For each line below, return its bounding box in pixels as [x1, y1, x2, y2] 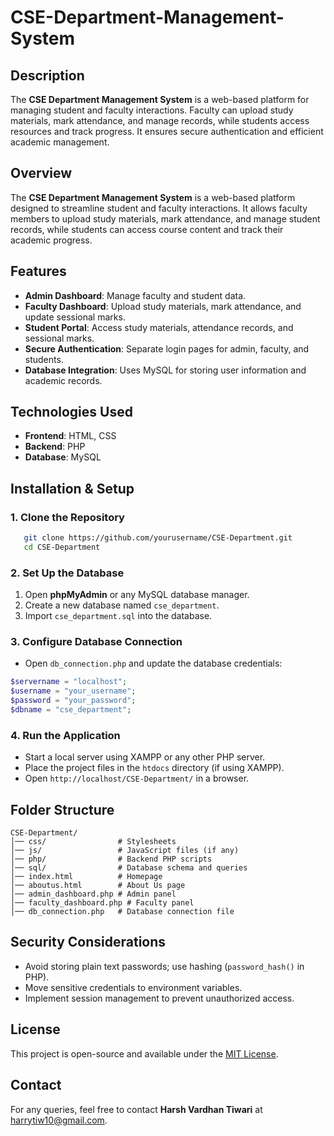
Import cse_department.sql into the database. [24, 610, 213, 622]
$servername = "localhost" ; [10, 677, 128, 687]
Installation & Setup [10, 480, 135, 497]
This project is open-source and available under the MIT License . [10, 1047, 279, 1060]
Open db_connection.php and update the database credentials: [24, 657, 283, 670]
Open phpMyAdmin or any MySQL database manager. [24, 589, 250, 601]
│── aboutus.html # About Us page [10, 881, 186, 891]
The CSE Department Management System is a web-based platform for [10, 94, 310, 105]
